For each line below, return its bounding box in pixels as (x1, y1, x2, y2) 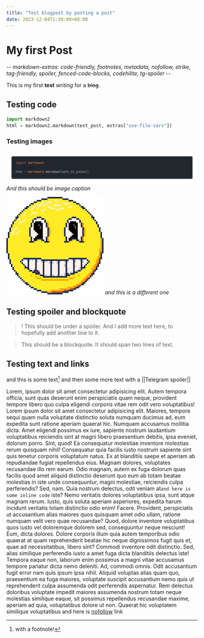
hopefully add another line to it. (21, 329, 100, 336)
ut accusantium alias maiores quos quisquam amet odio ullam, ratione (6, 511, 181, 518)
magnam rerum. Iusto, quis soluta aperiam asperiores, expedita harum (6, 497, 182, 505)
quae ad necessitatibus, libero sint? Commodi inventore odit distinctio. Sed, (6, 543, 195, 550)
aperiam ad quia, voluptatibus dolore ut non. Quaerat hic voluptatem (6, 601, 177, 609)
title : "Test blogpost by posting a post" (6, 10, 115, 16)
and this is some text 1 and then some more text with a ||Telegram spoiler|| (6, 375, 191, 383)
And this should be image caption (6, 185, 91, 192)
